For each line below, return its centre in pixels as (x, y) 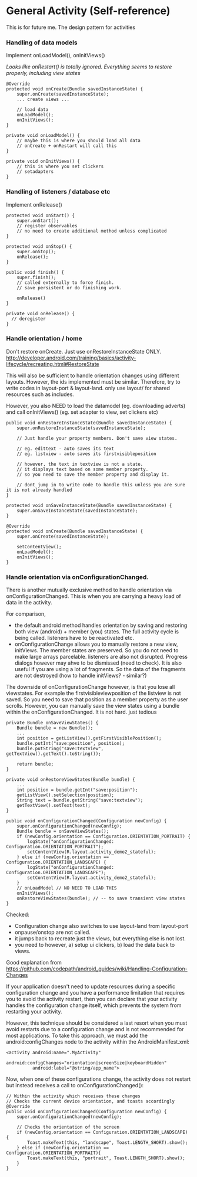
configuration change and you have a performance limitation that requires (96, 993)
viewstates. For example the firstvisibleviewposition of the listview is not (94, 693)
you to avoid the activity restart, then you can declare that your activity (92, 999)
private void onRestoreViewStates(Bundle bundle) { (71, 780)
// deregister (29, 319)
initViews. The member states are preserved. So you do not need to (96, 650)
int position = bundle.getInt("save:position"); (77, 790)
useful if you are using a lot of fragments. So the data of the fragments (100, 669)
